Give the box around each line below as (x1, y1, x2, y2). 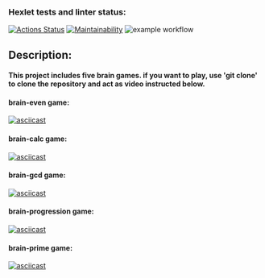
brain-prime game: (8, 243, 73, 252)
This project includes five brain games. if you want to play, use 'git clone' (8, 71, 258, 81)
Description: (8, 48, 72, 62)
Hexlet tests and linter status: (8, 6, 126, 18)
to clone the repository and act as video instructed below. (8, 79, 205, 89)
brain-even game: (8, 98, 70, 107)
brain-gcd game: (8, 170, 66, 180)
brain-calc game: (8, 134, 68, 143)
